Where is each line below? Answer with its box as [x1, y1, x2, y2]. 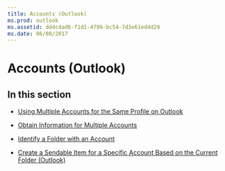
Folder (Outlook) [17, 156, 66, 165]
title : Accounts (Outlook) [7, 10, 87, 18]
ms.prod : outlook [7, 17, 59, 24]
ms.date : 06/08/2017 [7, 30, 69, 37]
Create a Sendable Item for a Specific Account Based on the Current [17, 148, 218, 157]
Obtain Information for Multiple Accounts [17, 121, 137, 129]
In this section [7, 88, 72, 100]
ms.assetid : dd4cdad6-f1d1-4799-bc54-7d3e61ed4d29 [7, 23, 160, 30]
